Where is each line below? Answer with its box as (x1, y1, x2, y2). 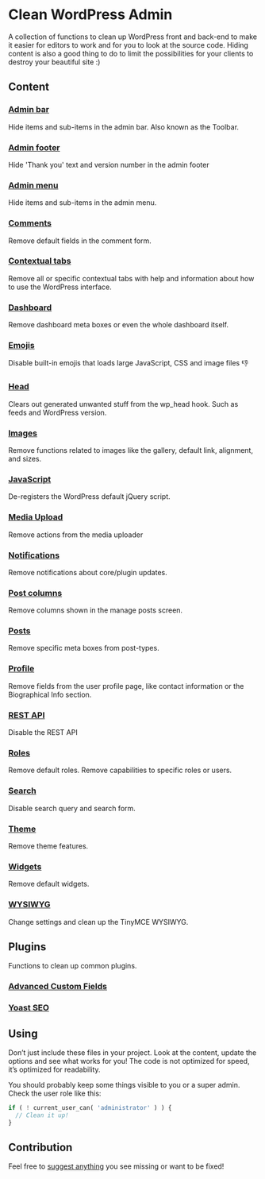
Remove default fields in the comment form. (8, 236, 152, 245)
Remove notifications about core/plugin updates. (8, 567, 168, 577)
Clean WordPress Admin (8, 6, 173, 24)
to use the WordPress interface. (8, 282, 113, 292)
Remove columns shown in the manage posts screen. (8, 605, 183, 615)
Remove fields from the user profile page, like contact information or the (8, 681, 244, 690)
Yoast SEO (8, 1003, 50, 1014)
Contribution (8, 1141, 73, 1154)
